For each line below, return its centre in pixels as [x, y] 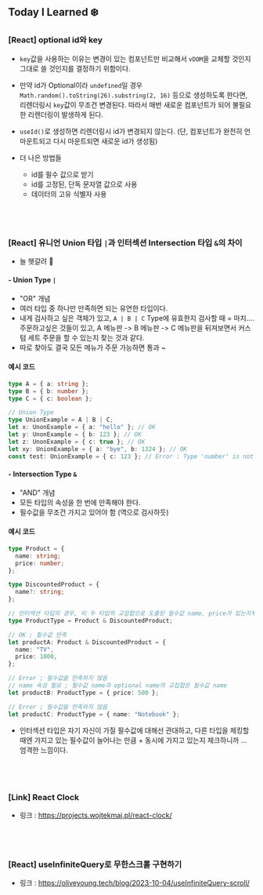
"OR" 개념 [35, 298]
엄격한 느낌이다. [43, 750]
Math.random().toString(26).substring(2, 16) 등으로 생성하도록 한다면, [133, 95]
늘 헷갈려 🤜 [36, 261]
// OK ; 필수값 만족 [38, 635]
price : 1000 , [36, 657]
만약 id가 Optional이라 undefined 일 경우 [81, 85]
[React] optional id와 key [56, 40]
